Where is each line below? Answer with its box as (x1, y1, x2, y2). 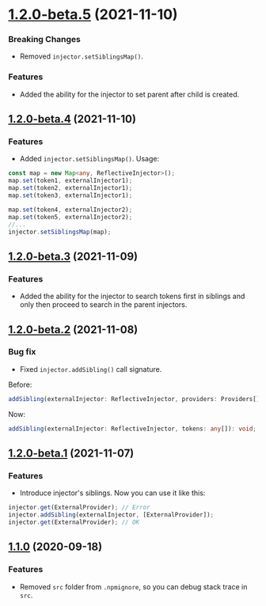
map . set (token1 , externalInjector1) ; (8, 176, 133, 185)
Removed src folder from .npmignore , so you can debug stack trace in (19, 581, 248, 591)
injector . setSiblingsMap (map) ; (8, 228, 112, 236)
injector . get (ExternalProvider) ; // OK (8, 518, 140, 527)
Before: (8, 380, 32, 389)
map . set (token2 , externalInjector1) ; (8, 184, 133, 192)
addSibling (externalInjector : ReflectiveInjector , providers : (8, 395, 218, 403)
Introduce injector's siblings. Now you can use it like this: (19, 488, 206, 498)
